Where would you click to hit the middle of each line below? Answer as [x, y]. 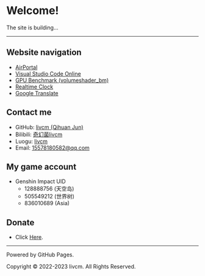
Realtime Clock [34, 87]
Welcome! [33, 11]
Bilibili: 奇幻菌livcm [39, 134]
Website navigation [44, 53]
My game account [41, 166]
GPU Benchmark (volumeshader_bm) [62, 80]
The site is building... [33, 27]
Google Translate [37, 93]
